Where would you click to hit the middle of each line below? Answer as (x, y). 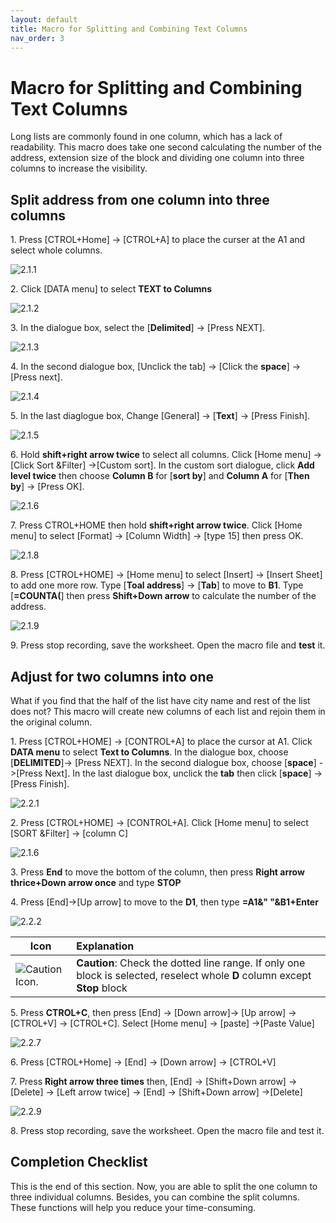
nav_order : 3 (37, 38)
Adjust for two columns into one (112, 676)
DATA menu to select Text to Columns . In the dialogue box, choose (149, 752)
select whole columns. (56, 250)
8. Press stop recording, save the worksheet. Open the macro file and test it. (167, 1130)
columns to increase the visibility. (79, 168)
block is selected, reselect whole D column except (194, 975)
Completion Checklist (79, 1162)
